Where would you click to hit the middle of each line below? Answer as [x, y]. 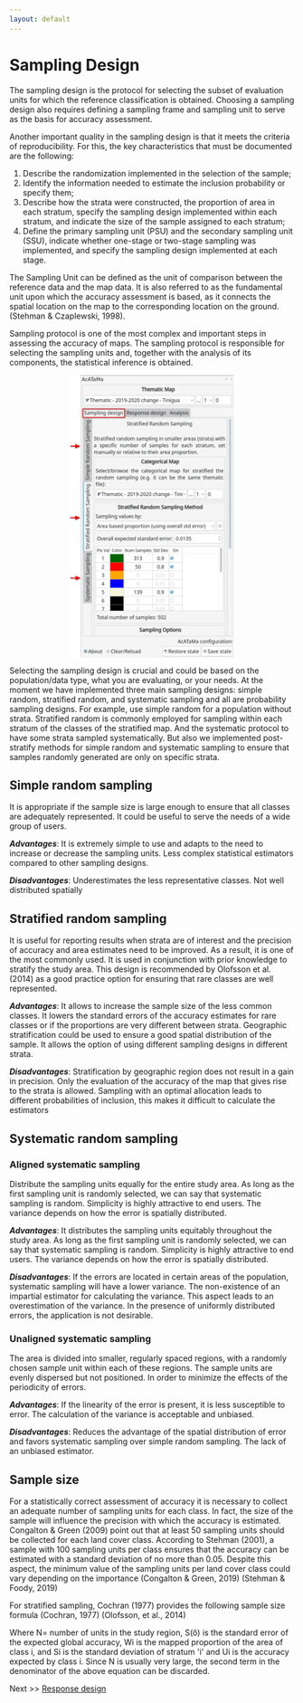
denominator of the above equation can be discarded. [110, 1670]
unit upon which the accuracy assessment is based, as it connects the [140, 296]
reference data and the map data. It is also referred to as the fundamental [146, 287]
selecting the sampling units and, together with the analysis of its [130, 352]
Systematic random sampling [94, 1139]
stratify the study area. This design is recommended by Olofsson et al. [140, 969]
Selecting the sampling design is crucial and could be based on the [134, 671]
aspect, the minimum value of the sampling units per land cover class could [150, 1568]
